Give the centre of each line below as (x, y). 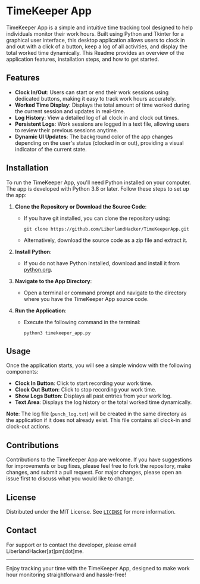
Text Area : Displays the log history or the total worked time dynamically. (103, 402)
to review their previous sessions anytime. (66, 130)
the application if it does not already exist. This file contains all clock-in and (99, 420)
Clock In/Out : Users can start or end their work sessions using (92, 92)
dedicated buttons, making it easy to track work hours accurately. (95, 98)
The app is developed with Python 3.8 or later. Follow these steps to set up (98, 188)
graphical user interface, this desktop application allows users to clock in (96, 40)
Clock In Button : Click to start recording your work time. (84, 383)
